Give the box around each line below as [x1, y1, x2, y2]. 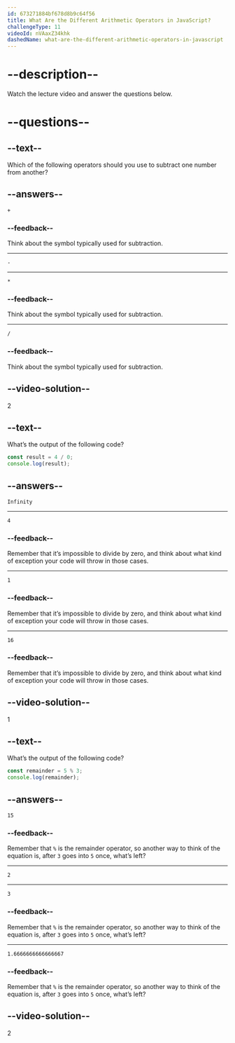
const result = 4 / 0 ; [7, 454, 73, 461]
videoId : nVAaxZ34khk [7, 29, 71, 37]
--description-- [7, 67, 99, 83]
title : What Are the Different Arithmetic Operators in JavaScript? [7, 17, 211, 24]
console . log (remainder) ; [7, 774, 80, 782]
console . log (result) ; [7, 461, 71, 468]
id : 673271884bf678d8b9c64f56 [7, 10, 96, 18]
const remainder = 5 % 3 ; [7, 768, 83, 775]
